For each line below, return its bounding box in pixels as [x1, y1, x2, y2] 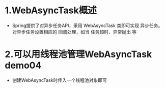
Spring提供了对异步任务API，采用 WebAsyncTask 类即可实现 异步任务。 [12, 22, 163, 28]
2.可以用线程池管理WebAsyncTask [5, 49, 152, 60]
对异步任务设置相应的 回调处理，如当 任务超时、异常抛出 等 [12, 28, 137, 35]
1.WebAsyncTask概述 [5, 5, 97, 16]
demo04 [5, 60, 42, 71]
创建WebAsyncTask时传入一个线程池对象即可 [12, 77, 107, 83]
